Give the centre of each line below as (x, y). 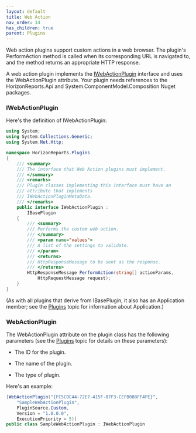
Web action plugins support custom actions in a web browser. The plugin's (96, 50)
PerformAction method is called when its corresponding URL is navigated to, (98, 56)
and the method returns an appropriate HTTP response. (73, 63)
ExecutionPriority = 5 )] (47, 419)
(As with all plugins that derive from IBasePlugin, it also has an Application (95, 300)
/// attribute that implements (55, 191)
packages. (19, 93)
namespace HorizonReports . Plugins (48, 153)
